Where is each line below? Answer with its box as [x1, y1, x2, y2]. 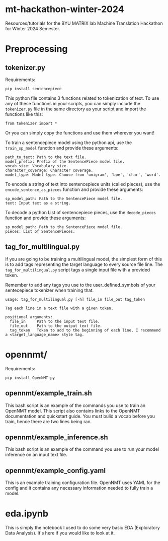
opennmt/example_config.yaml [5, 466, 106, 475]
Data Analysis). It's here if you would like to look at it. [5, 530, 115, 536]
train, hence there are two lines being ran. [5, 418, 92, 424]
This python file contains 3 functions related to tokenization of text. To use [5, 95, 159, 101]
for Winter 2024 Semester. [5, 25, 60, 31]
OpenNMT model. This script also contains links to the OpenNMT [5, 408, 140, 414]
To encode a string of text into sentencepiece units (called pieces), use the [5, 181, 160, 187]
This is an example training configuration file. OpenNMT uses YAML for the [5, 480, 161, 486]
